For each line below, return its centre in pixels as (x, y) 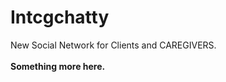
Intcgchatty (60, 17)
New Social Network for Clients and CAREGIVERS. (113, 45)
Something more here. (58, 66)
